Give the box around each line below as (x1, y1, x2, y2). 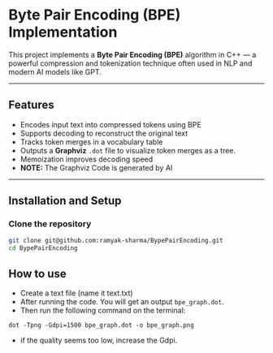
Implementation (8, 23, 118, 41)
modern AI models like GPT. (8, 67, 102, 76)
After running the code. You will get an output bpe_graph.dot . (19, 297, 224, 306)
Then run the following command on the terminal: (19, 306, 186, 315)
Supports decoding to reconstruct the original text (19, 128, 188, 138)
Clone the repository (8, 218, 92, 230)
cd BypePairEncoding (8, 244, 79, 252)
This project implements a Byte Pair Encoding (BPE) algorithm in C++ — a (8, 50, 257, 59)
